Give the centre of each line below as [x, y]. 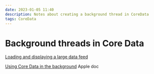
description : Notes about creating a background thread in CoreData [77, 14]
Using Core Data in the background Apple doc [52, 67]
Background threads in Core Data [75, 43]
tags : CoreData [21, 19]
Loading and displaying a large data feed [47, 57]
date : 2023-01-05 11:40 [30, 10]
